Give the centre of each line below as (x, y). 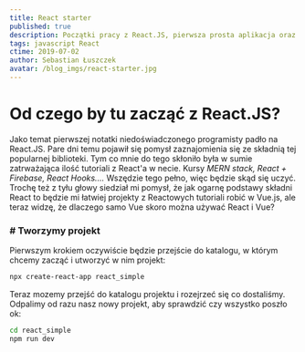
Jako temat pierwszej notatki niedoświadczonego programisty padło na (144, 139)
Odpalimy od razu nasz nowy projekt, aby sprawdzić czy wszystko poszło (148, 304)
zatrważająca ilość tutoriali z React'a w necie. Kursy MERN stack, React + (148, 168)
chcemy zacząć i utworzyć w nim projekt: (88, 260)
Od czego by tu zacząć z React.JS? (145, 114)
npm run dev (32, 338)
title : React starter (51, 18)
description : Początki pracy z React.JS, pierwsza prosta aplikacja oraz (153, 35)
